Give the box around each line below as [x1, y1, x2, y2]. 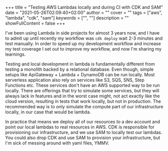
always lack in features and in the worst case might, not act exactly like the [5, 93, 160, 99]
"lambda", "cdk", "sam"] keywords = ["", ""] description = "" [5, 15, 129, 21]
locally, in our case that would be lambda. [5, 109, 91, 115]
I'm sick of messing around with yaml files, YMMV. [5, 140, 109, 146]
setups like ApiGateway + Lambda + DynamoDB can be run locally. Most [5, 72, 155, 77]
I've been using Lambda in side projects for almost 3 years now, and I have [5, 30, 159, 36]
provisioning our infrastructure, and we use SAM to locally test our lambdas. [5, 129, 162, 135]
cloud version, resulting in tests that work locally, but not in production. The [5, 98, 161, 104]
